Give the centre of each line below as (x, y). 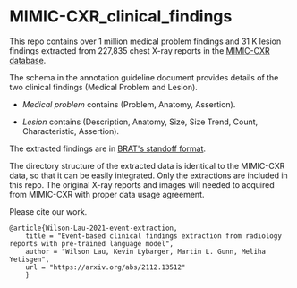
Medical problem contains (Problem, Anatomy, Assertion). (129, 104)
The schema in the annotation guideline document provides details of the (144, 77)
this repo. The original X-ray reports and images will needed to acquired (142, 184)
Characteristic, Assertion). (70, 131)
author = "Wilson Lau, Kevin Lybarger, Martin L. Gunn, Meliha (146, 251)
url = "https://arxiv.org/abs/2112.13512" (106, 267)
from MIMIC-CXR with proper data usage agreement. (107, 194)
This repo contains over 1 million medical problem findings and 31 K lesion (145, 41)
